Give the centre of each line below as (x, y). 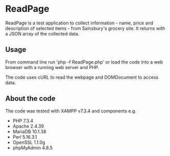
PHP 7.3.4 (23, 120)
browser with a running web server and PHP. (52, 67)
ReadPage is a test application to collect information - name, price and (79, 23)
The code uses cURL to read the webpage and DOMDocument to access (82, 77)
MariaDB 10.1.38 (29, 131)
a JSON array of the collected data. (42, 34)
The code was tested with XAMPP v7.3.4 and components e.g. (71, 111)
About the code (30, 99)
